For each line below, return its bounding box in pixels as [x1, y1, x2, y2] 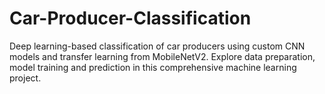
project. [9, 72, 42, 84]
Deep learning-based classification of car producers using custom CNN [9, 40, 306, 52]
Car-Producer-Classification [9, 7, 252, 30]
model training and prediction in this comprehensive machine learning [9, 61, 297, 73]
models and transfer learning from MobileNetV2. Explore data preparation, [9, 50, 316, 62]
